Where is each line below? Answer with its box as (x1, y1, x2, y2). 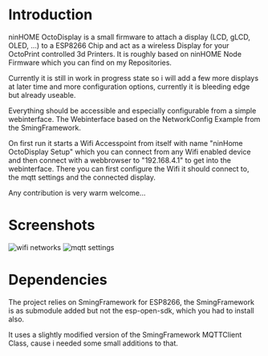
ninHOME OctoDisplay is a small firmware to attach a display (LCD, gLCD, (8, 32, 251, 42)
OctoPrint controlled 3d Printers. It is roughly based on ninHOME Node (8, 49, 242, 59)
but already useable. (8, 90, 76, 99)
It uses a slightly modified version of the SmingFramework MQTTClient (8, 330, 242, 339)
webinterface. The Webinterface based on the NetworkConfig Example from (8, 114, 261, 123)
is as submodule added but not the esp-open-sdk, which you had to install (8, 305, 254, 315)
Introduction (8, 6, 93, 24)
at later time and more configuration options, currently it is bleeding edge (8, 82, 250, 91)
